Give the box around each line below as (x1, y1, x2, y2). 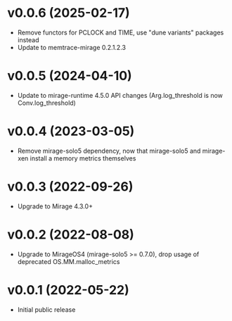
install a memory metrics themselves (30, 153, 136, 163)
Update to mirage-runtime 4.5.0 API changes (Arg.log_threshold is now (17, 91, 224, 99)
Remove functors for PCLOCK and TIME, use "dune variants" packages (17, 28, 224, 37)
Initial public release (17, 305, 76, 314)
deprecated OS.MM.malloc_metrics (17, 257, 120, 265)
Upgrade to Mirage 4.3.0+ (17, 202, 94, 210)
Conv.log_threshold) (17, 99, 76, 107)
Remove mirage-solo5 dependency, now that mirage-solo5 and (17, 146, 201, 155)
